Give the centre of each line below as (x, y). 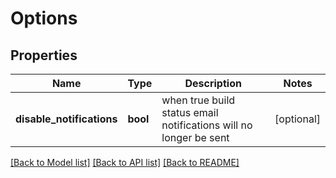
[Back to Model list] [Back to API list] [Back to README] (125, 162)
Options (44, 18)
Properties (44, 55)
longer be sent (195, 137)
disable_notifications (66, 119)
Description (213, 83)
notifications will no (207, 125)
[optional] (297, 119)
